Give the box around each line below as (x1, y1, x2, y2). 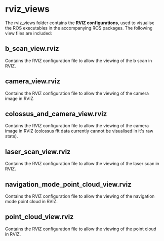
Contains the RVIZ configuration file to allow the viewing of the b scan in (5, 58, 152, 64)
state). (5, 133, 18, 139)
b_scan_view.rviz (5, 44, 59, 53)
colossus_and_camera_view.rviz (5, 109, 107, 118)
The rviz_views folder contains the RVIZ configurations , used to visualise (5, 20, 155, 26)
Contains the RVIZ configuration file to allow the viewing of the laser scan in (5, 161, 160, 167)
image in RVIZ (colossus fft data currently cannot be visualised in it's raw (5, 128, 154, 134)
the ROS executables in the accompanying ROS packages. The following (5, 25, 153, 31)
